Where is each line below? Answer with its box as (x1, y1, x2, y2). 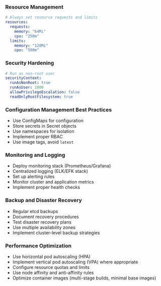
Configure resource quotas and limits (12, 264, 90, 270)
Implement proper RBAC (12, 134, 63, 140)
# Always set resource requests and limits (5, 15, 98, 20)
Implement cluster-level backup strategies (12, 230, 100, 236)
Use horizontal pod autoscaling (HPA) (12, 254, 91, 260)
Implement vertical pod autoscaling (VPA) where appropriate (12, 259, 138, 265)
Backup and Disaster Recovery (5, 197, 82, 204)
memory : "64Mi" (14, 29, 46, 34)
